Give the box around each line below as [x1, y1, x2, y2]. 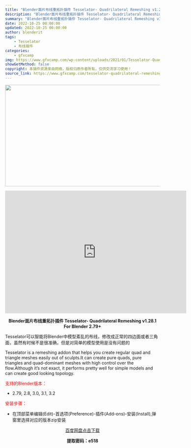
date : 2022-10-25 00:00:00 [5, 21, 60, 26]
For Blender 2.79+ [63, 323, 102, 329]
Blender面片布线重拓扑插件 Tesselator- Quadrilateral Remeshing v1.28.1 [8, 317, 157, 324]
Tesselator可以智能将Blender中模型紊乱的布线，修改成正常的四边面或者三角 [5, 333, 158, 339]
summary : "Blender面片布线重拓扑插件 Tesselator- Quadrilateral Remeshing [5, 16, 155, 21]
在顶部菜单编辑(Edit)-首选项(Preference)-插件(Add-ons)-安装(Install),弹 [12, 411, 156, 417]
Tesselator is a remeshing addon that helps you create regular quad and [5, 349, 151, 355]
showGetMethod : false [5, 62, 50, 67]
